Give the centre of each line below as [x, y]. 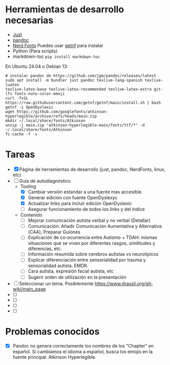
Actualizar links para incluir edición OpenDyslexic [80, 203]
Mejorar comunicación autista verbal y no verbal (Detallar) [89, 220]
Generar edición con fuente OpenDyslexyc [73, 197]
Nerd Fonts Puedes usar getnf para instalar [58, 45]
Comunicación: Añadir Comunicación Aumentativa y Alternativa [95, 226]
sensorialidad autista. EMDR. [58, 266]
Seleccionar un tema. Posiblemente [56, 283]
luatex [12, 85]
